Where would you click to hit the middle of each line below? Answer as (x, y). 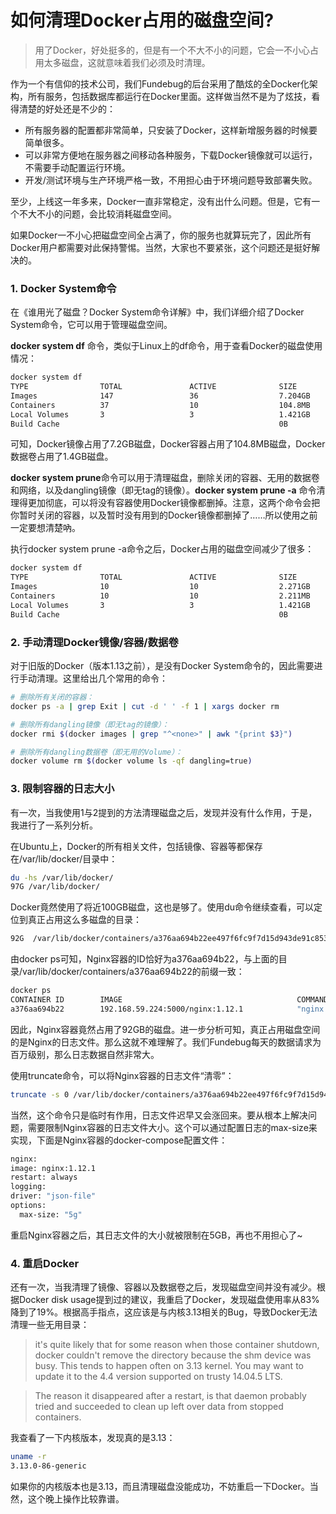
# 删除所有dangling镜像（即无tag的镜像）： (90, 724)
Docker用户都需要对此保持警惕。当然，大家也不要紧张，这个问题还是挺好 (161, 247)
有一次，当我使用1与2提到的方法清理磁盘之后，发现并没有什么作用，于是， (164, 812)
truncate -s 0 (40, 1094)
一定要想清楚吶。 (45, 528)
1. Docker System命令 (63, 288)
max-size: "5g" (51, 1214)
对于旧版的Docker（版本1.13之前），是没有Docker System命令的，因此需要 (162, 666)
